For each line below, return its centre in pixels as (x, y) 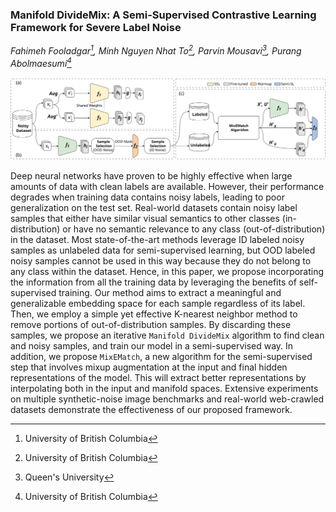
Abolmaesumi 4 (41, 62)
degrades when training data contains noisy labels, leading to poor (147, 197)
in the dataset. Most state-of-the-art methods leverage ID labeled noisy (157, 239)
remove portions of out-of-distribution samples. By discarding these (151, 324)
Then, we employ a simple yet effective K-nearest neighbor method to (154, 314)
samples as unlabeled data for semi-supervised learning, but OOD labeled (163, 250)
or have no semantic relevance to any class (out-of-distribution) (194, 229)
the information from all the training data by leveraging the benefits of (153, 282)
